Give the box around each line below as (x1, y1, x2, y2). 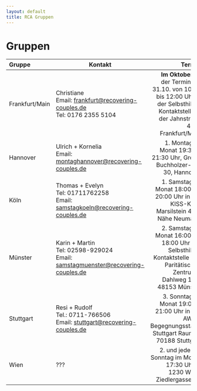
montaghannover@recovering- (55, 157, 142, 165)
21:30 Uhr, (151, 153, 182, 162)
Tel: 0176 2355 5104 (55, 111, 116, 119)
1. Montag (164, 139, 193, 147)
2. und (159, 346, 178, 355)
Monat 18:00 (155, 185, 192, 193)
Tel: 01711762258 (55, 189, 110, 197)
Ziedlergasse (156, 376, 192, 384)
